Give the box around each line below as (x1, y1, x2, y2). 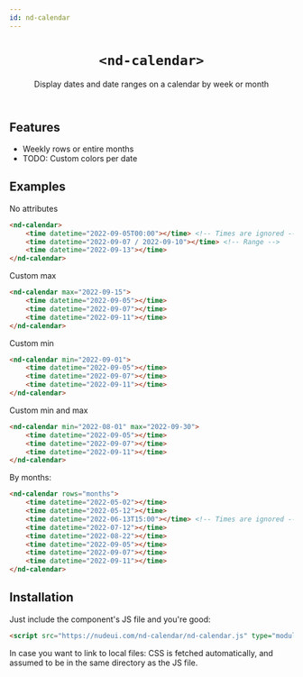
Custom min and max (9, 405, 88, 416)
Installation (9, 590, 74, 605)
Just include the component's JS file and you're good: (9, 614, 211, 625)
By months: (9, 472, 52, 483)
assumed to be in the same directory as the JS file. (9, 657, 198, 668)
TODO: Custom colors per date (22, 152, 138, 163)
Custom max (9, 270, 57, 281)
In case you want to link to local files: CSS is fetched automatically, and (9, 647, 273, 658)
